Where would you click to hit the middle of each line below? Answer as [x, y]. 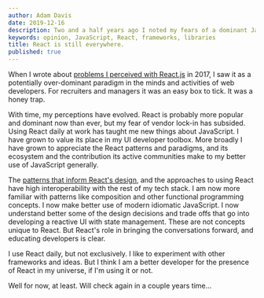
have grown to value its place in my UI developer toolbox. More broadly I [125, 140]
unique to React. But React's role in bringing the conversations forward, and [131, 230]
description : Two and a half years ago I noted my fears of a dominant [128, 30]
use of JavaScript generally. [53, 165]
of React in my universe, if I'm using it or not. [81, 270]
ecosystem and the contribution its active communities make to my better [127, 156]
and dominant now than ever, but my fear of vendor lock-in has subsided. [127, 123]
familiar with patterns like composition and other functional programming [126, 197]
